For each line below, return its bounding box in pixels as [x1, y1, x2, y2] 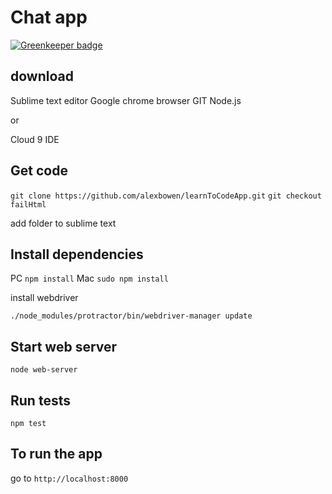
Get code [10, 162, 68, 180]
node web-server [10, 365, 78, 375]
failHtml [10, 199, 47, 210]
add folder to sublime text [10, 217, 117, 229]
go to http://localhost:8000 [10, 472, 129, 484]
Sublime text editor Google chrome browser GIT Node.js [10, 94, 242, 106]
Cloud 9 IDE [10, 133, 60, 145]
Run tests [10, 392, 71, 409]
